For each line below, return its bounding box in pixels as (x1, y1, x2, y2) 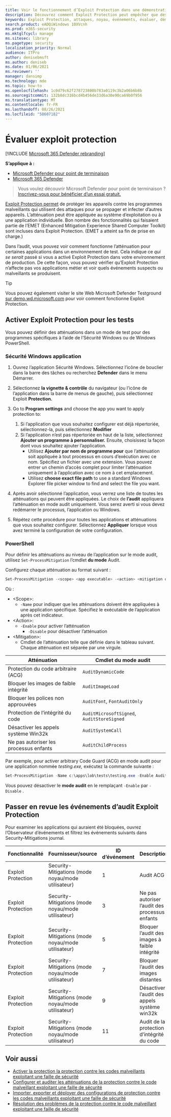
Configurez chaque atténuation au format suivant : (5, 567, 111, 573)
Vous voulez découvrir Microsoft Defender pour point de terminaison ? (17, 185, 166, 192)
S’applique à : (5, 160, 35, 166)
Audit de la (139, 1018, 165, 1025)
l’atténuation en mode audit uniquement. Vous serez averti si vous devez (12, 501, 165, 507)
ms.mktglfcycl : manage (5, 31, 53, 36)
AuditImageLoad (82, 684, 120, 689)
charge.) (5, 233, 23, 240)
